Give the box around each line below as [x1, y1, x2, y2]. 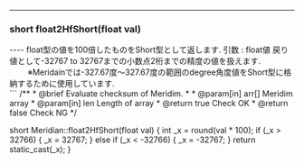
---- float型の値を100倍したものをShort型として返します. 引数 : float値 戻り [9, 44, 290, 55]
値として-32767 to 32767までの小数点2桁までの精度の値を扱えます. [9, 56, 261, 67]
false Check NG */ [9, 107, 77, 118]
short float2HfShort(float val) [9, 23, 142, 35]
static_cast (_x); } [9, 144, 71, 155]
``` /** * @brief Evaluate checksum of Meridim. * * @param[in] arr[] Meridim [9, 88, 293, 99]
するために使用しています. [16, 78, 115, 89]
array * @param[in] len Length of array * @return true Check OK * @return [9, 98, 289, 109]
